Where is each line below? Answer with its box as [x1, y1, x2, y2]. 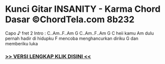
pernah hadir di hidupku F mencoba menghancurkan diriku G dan [5, 35, 139, 41]
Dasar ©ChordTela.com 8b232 [5, 14, 135, 25]
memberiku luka [5, 40, 38, 46]
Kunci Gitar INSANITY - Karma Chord [5, 3, 161, 15]
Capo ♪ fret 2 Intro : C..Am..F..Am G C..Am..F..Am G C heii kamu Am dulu [5, 30, 154, 36]
